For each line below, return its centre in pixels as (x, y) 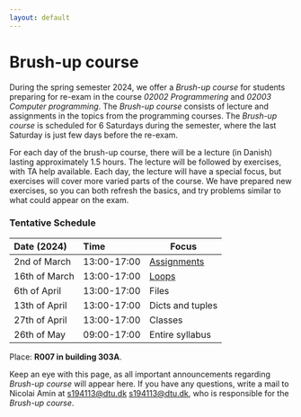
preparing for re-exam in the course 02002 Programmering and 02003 (141, 96)
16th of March (44, 276)
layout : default (40, 18)
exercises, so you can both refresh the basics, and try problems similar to (145, 191)
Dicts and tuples (184, 305)
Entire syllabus (180, 334)
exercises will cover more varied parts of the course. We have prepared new (150, 181)
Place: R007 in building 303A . (66, 357)
